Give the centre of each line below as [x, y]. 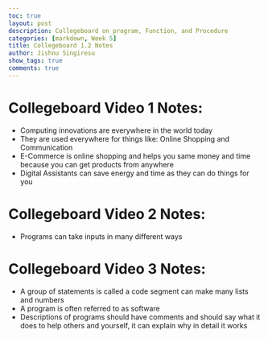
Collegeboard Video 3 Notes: [107, 268]
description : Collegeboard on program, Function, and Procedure [118, 31]
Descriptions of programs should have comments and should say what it [140, 317]
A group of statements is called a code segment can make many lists [134, 291]
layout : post [30, 23]
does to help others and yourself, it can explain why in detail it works [134, 325]
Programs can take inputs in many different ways [101, 236]
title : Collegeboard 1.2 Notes [61, 46]
